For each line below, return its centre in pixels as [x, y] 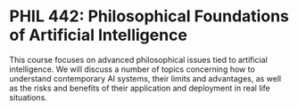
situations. [28, 97]
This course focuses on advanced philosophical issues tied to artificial [138, 59]
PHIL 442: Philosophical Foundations [149, 16]
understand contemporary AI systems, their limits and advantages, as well [145, 78]
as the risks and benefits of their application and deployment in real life [140, 88]
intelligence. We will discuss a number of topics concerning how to [132, 69]
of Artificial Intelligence [98, 35]
